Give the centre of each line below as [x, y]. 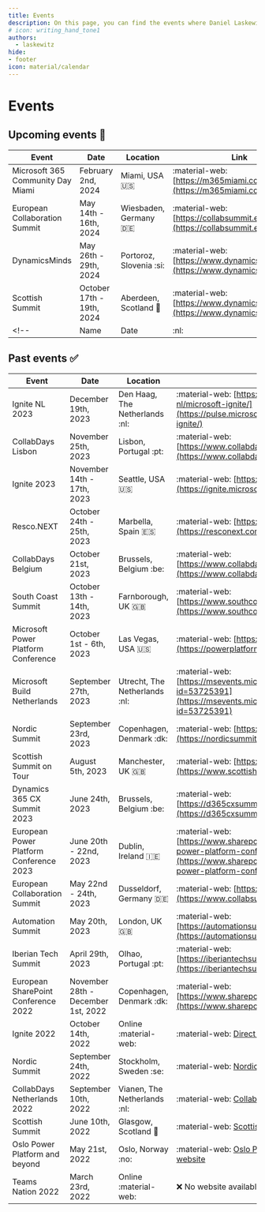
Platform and [36, 1154]
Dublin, [131, 846]
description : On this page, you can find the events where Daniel [119, 23]
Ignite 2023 [34, 484]
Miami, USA [142, 175]
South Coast [35, 596]
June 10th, [90, 1121]
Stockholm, [139, 1061]
